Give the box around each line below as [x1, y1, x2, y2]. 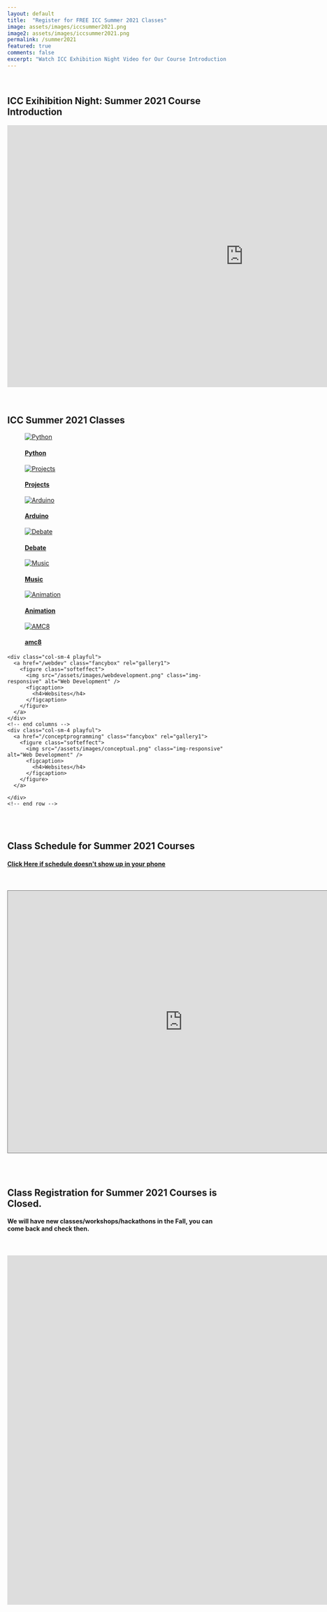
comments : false [7, 50, 54, 57]
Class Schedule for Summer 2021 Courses [7, 840, 196, 852]
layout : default [7, 10, 54, 17]
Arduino [24, 511, 49, 521]
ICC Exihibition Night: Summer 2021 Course [7, 95, 201, 107]
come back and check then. [7, 1224, 89, 1233]
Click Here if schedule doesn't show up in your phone [7, 859, 166, 868]
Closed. [7, 1198, 42, 1210]
